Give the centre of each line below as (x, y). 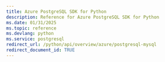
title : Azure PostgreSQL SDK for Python (57, 12)
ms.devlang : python (30, 34)
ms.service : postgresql (35, 39)
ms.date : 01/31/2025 (32, 22)
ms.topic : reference (32, 28)
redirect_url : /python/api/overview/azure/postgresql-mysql (82, 45)
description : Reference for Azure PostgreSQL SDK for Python (83, 17)
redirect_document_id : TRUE (41, 50)
